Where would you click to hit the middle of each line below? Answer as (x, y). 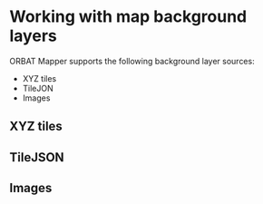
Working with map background (128, 17)
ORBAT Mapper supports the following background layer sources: (132, 61)
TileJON (38, 88)
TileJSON (37, 157)
